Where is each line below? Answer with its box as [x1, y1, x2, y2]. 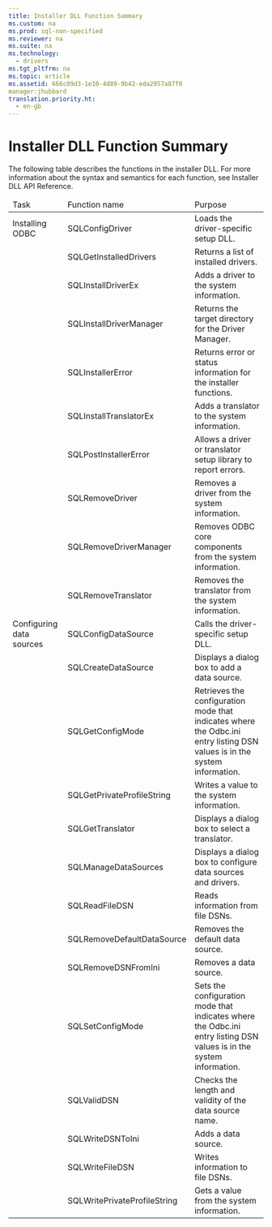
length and [193, 1084, 236, 1096]
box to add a [193, 662, 242, 673]
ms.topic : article [8, 72, 70, 80]
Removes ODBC [193, 521, 255, 532]
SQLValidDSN [67, 1095, 119, 1106]
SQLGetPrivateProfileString [67, 790, 172, 801]
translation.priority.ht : [8, 95, 96, 103]
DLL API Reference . [8, 182, 74, 191]
